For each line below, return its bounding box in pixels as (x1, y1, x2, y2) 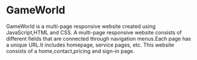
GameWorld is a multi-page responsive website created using (6, 23, 156, 30)
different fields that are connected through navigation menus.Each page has (6, 35, 192, 42)
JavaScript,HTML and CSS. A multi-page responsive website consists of (6, 29, 182, 36)
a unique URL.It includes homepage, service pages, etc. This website (6, 41, 175, 48)
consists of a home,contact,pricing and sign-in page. (6, 47, 135, 54)
